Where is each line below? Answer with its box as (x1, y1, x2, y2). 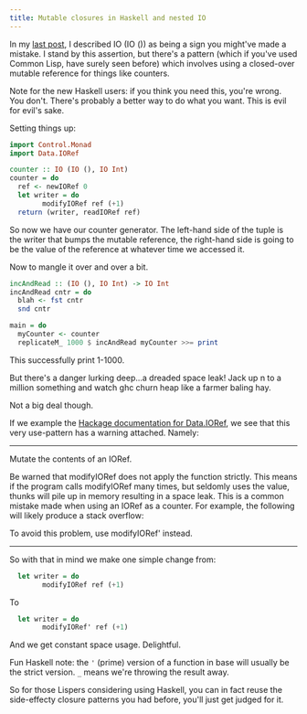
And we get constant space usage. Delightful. (9, 639, 181, 650)
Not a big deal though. (9, 400, 94, 410)
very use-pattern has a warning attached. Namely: (9, 427, 199, 438)
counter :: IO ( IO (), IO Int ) (9, 165, 129, 175)
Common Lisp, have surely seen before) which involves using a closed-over (9, 58, 295, 69)
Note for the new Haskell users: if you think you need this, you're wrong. (9, 85, 281, 96)
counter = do (9, 174, 59, 183)
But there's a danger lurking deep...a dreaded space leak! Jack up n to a (9, 372, 281, 383)
